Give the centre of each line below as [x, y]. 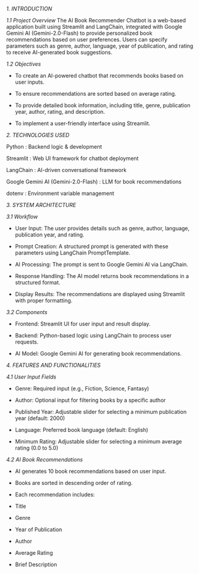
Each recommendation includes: [55, 495]
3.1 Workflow [22, 217]
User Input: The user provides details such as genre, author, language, [102, 228]
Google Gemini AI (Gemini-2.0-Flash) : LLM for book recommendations [94, 182]
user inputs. [30, 82]
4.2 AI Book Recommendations [44, 459]
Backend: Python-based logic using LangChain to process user [93, 335]
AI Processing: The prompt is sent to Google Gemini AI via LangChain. [101, 264]
